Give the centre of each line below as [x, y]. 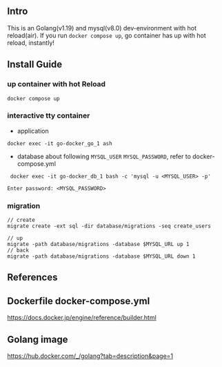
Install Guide [35, 65]
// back [18, 251]
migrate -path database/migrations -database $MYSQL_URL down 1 [101, 256]
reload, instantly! [31, 43]
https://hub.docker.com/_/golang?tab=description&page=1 [90, 356]
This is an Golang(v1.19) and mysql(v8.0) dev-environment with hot [102, 28]
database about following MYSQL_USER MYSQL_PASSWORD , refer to [104, 156]
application [33, 131]
